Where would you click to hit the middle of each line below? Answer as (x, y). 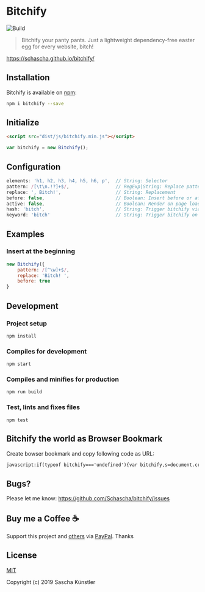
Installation (28, 78)
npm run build (24, 392)
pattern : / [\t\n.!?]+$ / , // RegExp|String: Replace (95, 187)
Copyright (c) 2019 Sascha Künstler (51, 582)
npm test (17, 420)
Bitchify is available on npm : (42, 92)
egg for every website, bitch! (57, 46)
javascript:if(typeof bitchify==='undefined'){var (72, 465)
